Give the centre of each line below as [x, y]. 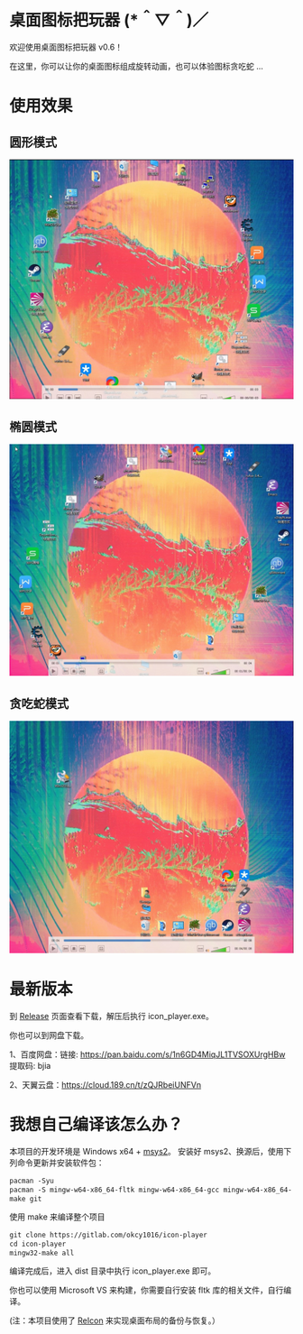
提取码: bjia [30, 1065]
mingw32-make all [42, 1253]
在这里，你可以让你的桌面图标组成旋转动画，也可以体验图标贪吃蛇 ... [137, 66]
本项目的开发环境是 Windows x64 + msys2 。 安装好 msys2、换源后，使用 [147, 1151]
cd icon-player [38, 1244]
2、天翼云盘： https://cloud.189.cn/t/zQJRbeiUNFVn [105, 1084]
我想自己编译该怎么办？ [96, 1124]
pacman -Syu [32, 1181]
